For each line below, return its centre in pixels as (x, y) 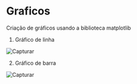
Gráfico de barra (35, 63)
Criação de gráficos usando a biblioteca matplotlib (68, 28)
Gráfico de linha (35, 39)
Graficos (28, 11)
